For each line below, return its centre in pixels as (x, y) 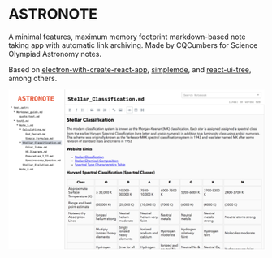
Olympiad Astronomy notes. (55, 54)
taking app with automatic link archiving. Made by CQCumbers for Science (133, 45)
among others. (33, 78)
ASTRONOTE (53, 14)
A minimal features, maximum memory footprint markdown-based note (127, 37)
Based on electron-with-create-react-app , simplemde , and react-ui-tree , (130, 69)
